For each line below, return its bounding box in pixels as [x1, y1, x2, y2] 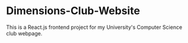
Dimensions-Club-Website [6, 4, 140, 18]
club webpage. [6, 29, 43, 37]
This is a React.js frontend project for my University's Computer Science [6, 24, 183, 31]
